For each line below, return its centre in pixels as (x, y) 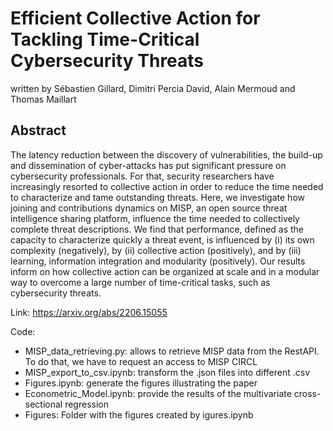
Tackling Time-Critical (105, 39)
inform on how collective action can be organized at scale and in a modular (165, 271)
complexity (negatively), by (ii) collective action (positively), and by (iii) (156, 250)
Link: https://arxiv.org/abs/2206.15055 (89, 312)
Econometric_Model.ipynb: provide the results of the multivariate (158, 393)
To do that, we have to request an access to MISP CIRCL (141, 361)
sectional (43, 404)
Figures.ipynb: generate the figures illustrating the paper (141, 383)
